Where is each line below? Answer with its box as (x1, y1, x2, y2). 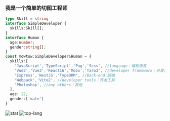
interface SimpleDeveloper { (5, 21, 67, 26)
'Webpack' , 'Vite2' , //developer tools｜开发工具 (14, 77, 115, 83)
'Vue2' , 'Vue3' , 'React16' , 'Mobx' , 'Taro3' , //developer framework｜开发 (14, 68, 164, 73)
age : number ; (10, 39, 35, 45)
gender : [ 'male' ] (10, 96, 44, 102)
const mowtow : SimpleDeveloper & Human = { (5, 54, 92, 59)
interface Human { (5, 35, 44, 40)
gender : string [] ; (10, 45, 47, 50)
